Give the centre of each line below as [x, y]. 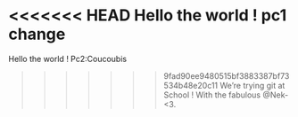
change [37, 34]
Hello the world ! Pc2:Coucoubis [67, 58]
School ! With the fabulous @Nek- [226, 95]
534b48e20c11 [191, 85]
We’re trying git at [252, 85]
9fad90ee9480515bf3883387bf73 [227, 75]
